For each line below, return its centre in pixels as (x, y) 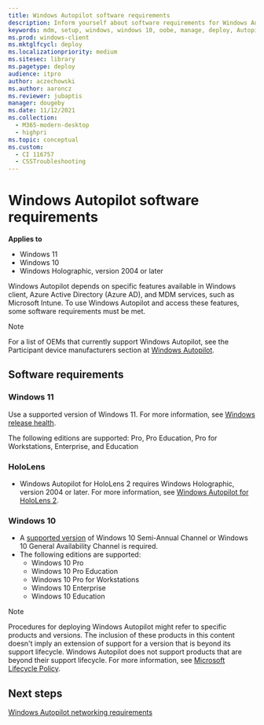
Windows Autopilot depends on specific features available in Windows (122, 286)
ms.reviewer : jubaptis (45, 96)
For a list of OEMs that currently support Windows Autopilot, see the (119, 342)
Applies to (25, 239)
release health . (32, 422)
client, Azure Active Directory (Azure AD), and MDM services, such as (121, 295)
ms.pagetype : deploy (42, 67)
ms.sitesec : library (42, 60)
